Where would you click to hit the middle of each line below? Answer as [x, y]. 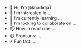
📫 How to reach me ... [32, 29]
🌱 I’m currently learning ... [36, 18]
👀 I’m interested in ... [30, 13]
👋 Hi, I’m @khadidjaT [31, 8]
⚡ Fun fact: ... [23, 41]
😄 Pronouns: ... [26, 36]
